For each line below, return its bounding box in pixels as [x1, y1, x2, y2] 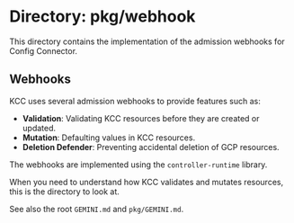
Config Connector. [9, 45, 78, 56]
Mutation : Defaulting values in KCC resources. [22, 132, 196, 143]
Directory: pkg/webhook [9, 6, 196, 27]
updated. [22, 122, 57, 133]
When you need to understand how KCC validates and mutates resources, [9, 176, 284, 187]
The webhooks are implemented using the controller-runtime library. [9, 159, 268, 170]
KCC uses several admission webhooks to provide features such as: [9, 95, 261, 106]
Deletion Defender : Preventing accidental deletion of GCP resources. [22, 141, 281, 152]
